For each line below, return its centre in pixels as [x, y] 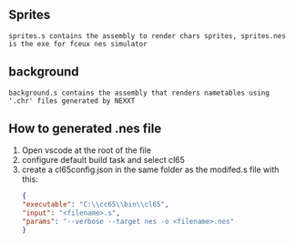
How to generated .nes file [85, 129]
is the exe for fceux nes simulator [78, 44]
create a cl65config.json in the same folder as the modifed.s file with [150, 170]
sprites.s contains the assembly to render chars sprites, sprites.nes [147, 35]
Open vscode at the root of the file [86, 150]
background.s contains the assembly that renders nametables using [139, 93]
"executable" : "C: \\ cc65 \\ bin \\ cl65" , [95, 205]
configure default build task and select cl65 [103, 160]
